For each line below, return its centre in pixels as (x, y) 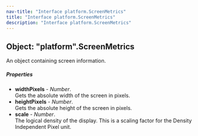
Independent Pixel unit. (43, 127)
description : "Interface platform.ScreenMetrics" (69, 22)
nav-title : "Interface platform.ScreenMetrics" (66, 12)
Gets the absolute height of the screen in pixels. (73, 108)
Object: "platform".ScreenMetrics (70, 46)
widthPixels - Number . (43, 89)
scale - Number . (35, 114)
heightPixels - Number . (44, 102)
